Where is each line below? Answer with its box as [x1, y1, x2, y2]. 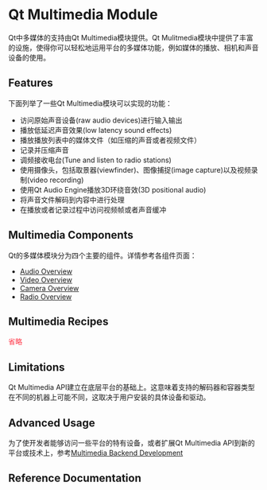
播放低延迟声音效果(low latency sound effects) [19, 125, 172, 134]
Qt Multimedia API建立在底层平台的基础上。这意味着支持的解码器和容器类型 [8, 383, 256, 392]
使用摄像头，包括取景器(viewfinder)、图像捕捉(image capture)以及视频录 [19, 165, 258, 174]
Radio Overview [19, 292, 72, 301]
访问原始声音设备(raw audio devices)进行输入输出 [19, 115, 183, 125]
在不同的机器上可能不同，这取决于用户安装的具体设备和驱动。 [8, 392, 211, 402]
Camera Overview [19, 283, 79, 293]
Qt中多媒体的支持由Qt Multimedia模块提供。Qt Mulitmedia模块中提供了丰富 [8, 33, 254, 42]
